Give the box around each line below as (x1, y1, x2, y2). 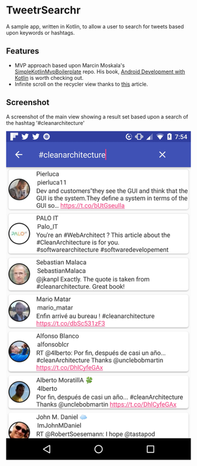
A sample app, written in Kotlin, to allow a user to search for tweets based (6, 23, 184, 30)
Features (6, 46, 39, 56)
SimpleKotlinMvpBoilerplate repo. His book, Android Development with (14, 68, 186, 75)
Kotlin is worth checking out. (14, 74, 84, 81)
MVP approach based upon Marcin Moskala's (14, 62, 125, 69)
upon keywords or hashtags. (6, 29, 75, 36)
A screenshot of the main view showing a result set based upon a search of (6, 113, 189, 120)
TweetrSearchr (6, 4, 81, 17)
